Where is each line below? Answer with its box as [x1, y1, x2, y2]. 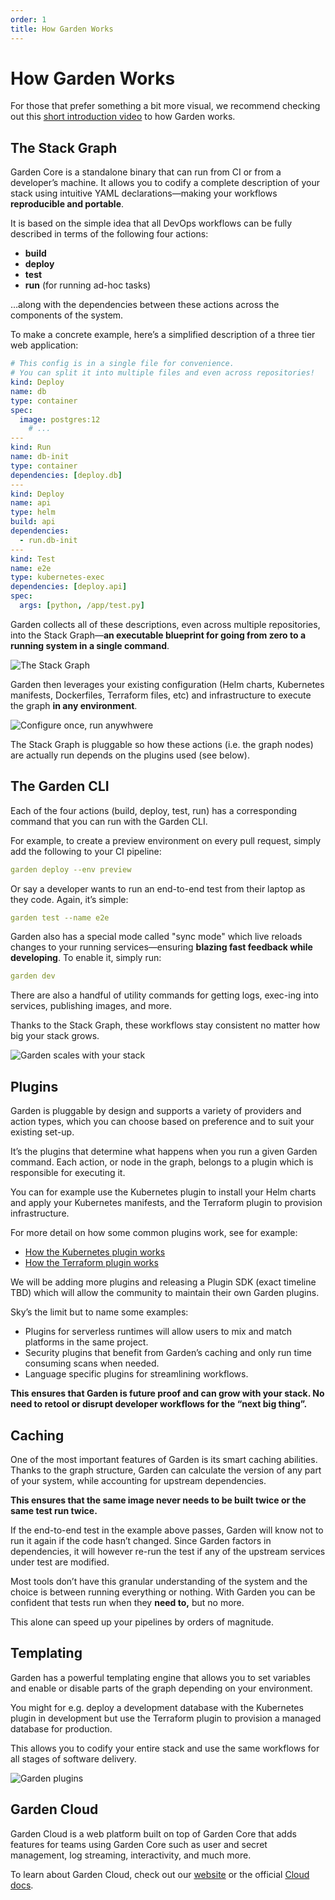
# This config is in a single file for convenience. [10, 359, 235, 369]
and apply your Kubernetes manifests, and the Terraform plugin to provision [10, 1197, 323, 1209]
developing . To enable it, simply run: [10, 952, 162, 964]
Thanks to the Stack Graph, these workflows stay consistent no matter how [10, 1019, 321, 1031]
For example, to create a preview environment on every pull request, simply [10, 834, 322, 846]
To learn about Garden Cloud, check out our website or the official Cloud [10, 1868, 310, 1880]
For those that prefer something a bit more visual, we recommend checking [10, 100, 321, 112]
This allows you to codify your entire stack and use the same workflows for [10, 1742, 320, 1754]
